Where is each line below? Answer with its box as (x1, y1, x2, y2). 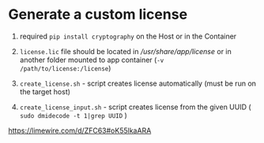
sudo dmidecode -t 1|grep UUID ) (19, 110, 128, 119)
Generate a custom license (8, 5, 188, 24)
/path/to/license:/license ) (19, 63, 111, 72)
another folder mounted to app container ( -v (19, 55, 164, 64)
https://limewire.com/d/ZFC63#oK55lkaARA (8, 126, 152, 135)
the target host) (19, 86, 71, 96)
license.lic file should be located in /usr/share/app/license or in (19, 46, 232, 56)
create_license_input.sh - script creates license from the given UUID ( (19, 102, 251, 112)
